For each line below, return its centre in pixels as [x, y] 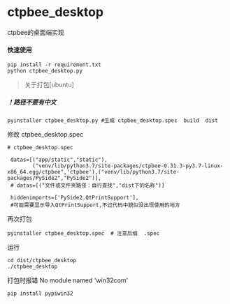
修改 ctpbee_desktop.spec [45, 135]
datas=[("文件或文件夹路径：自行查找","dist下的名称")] [91, 185]
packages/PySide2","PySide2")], [54, 178]
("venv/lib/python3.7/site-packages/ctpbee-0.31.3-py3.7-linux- [128, 166]
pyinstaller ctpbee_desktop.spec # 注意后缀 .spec [84, 234]
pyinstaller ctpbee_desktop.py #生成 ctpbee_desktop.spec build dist [113, 121]
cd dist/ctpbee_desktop [42, 261]
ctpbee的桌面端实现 [36, 32]
